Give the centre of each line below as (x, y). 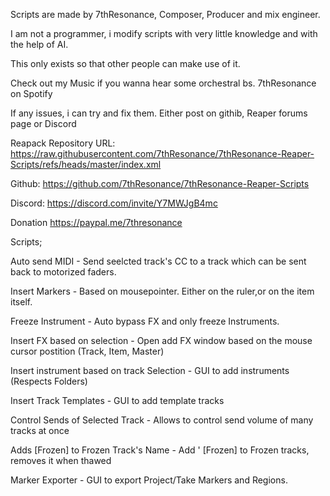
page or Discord (43, 123)
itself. (21, 302)
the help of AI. (39, 44)
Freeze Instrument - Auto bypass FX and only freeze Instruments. (145, 321)
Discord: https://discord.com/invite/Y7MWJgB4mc (114, 203)
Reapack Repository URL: (63, 143)
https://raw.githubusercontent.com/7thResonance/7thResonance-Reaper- (162, 153)
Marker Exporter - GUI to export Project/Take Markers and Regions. (149, 480)
